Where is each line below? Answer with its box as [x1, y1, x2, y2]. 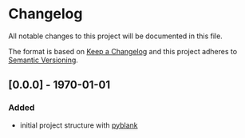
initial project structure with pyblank [19, 120, 138, 130]
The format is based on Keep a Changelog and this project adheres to [8, 46, 238, 56]
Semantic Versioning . [8, 55, 78, 65]
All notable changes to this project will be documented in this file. [8, 31, 223, 41]
